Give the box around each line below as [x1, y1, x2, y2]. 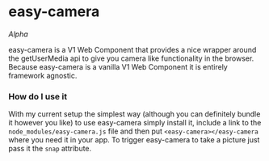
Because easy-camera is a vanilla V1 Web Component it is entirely [8, 61, 228, 71]
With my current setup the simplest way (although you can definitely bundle [8, 109, 261, 119]
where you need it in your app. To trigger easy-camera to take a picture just [8, 135, 260, 145]
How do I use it [8, 91, 67, 102]
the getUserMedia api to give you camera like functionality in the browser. [8, 53, 254, 63]
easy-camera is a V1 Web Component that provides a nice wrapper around [8, 44, 257, 54]
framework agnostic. [8, 70, 78, 80]
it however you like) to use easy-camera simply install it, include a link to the [8, 118, 262, 128]
